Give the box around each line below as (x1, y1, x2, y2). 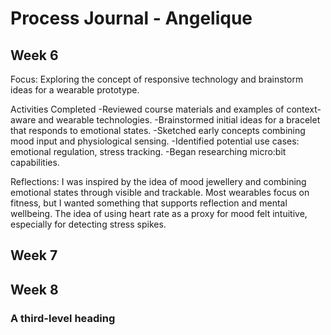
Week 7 (10, 247, 58, 264)
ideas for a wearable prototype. (10, 84, 140, 96)
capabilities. (10, 157, 60, 168)
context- (286, 103, 322, 115)
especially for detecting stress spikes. (10, 218, 167, 230)
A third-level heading (10, 311, 116, 325)
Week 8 (10, 281, 59, 298)
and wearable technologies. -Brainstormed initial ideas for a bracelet (38, 114, 321, 126)
